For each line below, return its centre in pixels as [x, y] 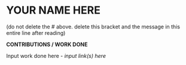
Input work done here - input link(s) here [56, 56]
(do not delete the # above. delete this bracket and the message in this [93, 27]
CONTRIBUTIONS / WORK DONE [47, 44]
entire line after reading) [36, 32]
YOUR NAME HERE [53, 10]
